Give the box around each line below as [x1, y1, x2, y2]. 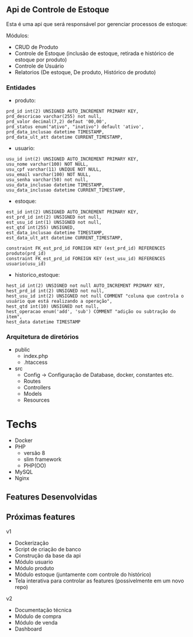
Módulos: [6, 32, 30, 39]
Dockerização [14, 539, 49, 546]
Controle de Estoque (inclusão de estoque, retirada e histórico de [14, 50, 175, 57]
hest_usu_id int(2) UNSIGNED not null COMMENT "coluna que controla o [6, 293, 184, 299]
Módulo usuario [14, 558, 53, 565]
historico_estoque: [14, 271, 60, 279]
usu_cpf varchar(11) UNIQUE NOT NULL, [6, 167, 102, 172]
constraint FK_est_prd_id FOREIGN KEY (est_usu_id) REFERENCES [6, 256, 166, 262]
